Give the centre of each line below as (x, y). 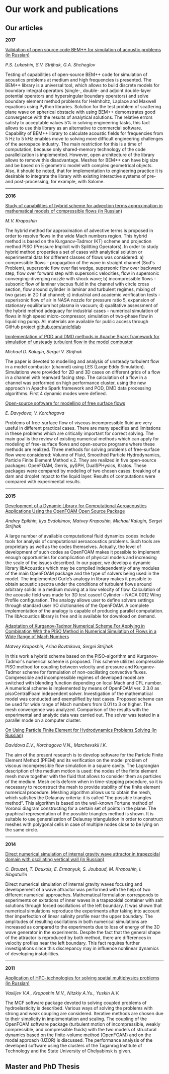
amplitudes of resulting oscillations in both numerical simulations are (76, 922)
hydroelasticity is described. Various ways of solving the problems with (79, 1008)
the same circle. (22, 830)
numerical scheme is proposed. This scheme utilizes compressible (95, 661)
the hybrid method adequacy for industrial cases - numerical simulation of (82, 311)
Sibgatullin (16, 874)
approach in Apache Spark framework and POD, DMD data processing (78, 388)
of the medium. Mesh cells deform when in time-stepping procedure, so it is (84, 782)
